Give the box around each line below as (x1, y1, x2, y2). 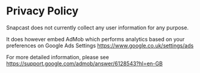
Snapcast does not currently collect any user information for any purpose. (6, 24, 189, 31)
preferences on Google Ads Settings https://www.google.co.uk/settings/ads (6, 42, 194, 49)
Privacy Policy (6, 4, 79, 18)
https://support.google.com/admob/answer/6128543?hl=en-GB (6, 60, 163, 67)
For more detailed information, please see (6, 53, 110, 60)
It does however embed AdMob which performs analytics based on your (6, 35, 185, 42)
